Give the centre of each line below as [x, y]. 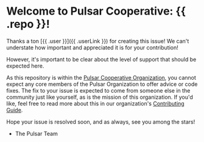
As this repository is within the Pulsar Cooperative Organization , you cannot [101, 77]
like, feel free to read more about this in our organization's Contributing [95, 103]
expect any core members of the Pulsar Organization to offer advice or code [102, 84]
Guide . [15, 110]
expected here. [25, 66]
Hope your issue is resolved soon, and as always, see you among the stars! [101, 122]
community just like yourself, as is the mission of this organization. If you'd [100, 97]
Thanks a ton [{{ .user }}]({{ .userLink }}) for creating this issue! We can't [98, 41]
